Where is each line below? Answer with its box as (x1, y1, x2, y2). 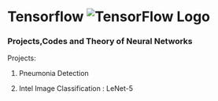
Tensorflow (7, 8, 84, 26)
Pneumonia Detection (18, 69, 90, 78)
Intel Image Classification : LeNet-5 (18, 84, 133, 93)
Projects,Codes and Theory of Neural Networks (7, 36, 193, 47)
